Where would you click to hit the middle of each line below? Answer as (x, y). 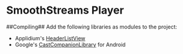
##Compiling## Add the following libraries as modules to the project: (92, 27)
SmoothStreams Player (65, 10)
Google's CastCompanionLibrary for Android (70, 45)
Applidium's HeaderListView (50, 38)
